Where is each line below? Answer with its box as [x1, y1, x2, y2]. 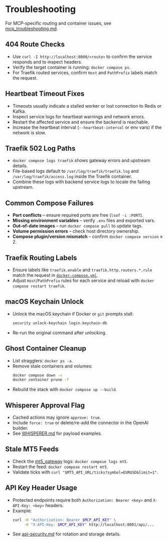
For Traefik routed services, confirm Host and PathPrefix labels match [12, 69, 157, 75]
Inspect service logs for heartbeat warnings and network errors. [12, 113, 145, 119]
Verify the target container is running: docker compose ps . [12, 64, 131, 70]
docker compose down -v [12, 372, 63, 378]
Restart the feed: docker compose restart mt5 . [12, 463, 108, 470]
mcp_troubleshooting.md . [5, 25, 58, 31]
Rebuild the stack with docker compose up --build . [12, 386, 117, 393]
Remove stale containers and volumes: [12, 363, 93, 369]
